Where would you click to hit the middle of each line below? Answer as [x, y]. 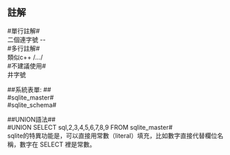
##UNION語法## [32, 119]
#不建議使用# [27, 66]
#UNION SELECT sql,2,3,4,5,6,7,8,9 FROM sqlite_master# [90, 127]
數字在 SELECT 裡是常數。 [58, 144]
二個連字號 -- [26, 39]
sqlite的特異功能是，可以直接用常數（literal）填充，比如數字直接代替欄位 [113, 135]
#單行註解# [24, 31]
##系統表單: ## [29, 89]
